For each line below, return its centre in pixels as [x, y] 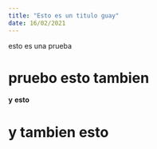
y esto [19, 100]
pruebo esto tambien [79, 78]
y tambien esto [59, 132]
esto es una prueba [40, 45]
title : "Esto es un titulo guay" [64, 16]
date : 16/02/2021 [37, 23]
